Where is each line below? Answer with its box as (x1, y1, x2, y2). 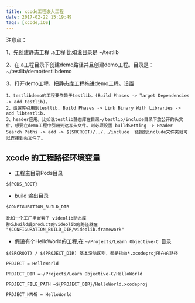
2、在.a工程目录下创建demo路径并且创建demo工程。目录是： (6, 61, 154, 68)
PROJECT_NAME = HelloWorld (6, 292, 72, 298)
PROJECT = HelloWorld (6, 261, 59, 267)
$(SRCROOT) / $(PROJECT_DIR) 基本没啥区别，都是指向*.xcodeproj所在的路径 (6, 251, 179, 257)
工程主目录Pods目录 (14, 170, 63, 177)
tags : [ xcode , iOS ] (6, 19, 51, 25)
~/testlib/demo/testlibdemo (6, 68, 72, 75)
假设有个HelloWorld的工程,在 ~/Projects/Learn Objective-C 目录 (14, 238, 172, 245)
